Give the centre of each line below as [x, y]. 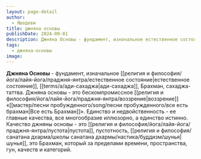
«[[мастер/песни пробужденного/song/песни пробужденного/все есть [97, 105]
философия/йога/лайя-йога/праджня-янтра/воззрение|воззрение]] [92, 99]
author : [16, 17]
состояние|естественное [158, 79]
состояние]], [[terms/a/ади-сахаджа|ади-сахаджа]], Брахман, [86, 86]
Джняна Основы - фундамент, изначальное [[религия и [78, 73]
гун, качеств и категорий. [39, 149]
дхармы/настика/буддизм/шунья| [138, 137]
